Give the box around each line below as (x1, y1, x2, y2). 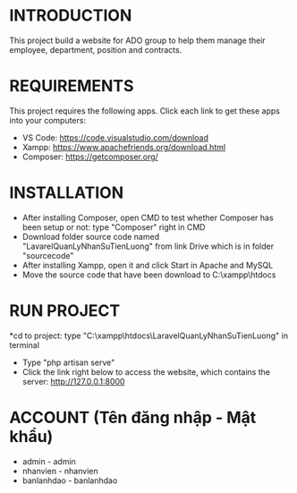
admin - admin (21, 455, 76, 466)
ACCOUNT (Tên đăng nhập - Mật (9, 407, 257, 428)
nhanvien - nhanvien (21, 465, 98, 476)
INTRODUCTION (9, 5, 132, 26)
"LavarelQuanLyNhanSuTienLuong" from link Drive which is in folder (21, 241, 275, 251)
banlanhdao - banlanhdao (21, 475, 118, 486)
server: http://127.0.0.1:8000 (21, 376, 125, 387)
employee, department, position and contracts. (9, 44, 182, 55)
